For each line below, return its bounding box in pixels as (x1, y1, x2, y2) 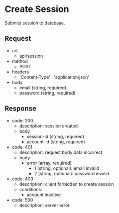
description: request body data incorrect (19, 149, 103, 155)
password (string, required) (19, 90, 76, 96)
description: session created (19, 123, 78, 129)
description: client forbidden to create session (19, 181, 114, 187)
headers (11, 69, 29, 75)
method (11, 58, 28, 64)
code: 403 (11, 176, 33, 182)
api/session (19, 53, 43, 59)
